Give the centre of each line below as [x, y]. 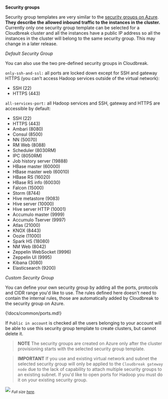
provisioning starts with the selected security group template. [81, 349]
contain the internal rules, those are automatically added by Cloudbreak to [82, 298]
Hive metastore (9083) [36, 198]
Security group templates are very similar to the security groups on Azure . [82, 17]
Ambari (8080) [28, 129]
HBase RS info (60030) [36, 182]
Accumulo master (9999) [38, 214]
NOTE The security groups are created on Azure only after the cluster [90, 343]
